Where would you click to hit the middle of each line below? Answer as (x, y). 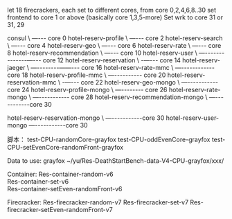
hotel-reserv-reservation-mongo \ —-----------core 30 (86, 118)
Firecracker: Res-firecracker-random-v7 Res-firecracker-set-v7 (98, 202)
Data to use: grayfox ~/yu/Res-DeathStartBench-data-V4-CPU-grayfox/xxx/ (116, 161)
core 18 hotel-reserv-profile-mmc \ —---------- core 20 (87, 75)
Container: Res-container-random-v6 (61, 174)
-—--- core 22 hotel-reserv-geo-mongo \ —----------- (140, 82)
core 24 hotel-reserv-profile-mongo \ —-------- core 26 (87, 90)
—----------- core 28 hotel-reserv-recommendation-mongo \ (120, 97)
